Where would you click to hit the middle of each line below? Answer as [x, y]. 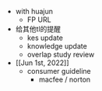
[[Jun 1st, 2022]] [42, 63]
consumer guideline [59, 71]
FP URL [39, 20]
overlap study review [61, 55]
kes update [45, 38]
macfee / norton [65, 79]
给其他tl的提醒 [38, 29]
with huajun [34, 11]
